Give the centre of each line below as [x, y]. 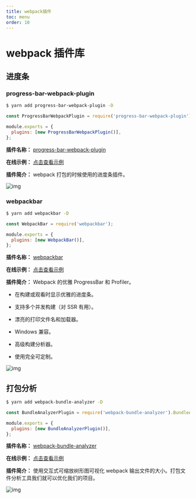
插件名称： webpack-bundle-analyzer [51, 446]
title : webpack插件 [29, 11]
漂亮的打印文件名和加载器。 [48, 319]
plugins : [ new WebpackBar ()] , [48, 240]
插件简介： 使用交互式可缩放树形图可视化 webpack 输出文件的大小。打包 [93, 471]
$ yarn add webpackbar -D [37, 213]
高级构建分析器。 [35, 344]
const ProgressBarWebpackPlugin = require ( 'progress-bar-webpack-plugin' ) [99, 116]
